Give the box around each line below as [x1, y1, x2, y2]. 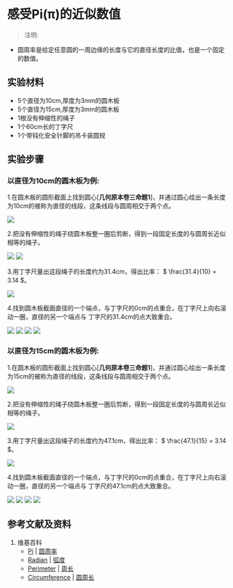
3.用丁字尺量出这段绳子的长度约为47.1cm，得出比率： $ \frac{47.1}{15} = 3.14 [7, 436, 227, 445]
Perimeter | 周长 [27, 564, 74, 573]
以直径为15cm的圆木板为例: [7, 346, 99, 356]
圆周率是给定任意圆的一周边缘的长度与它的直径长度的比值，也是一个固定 [17, 45, 225, 54]
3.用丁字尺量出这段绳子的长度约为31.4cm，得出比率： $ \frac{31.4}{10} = [7, 267, 217, 276]
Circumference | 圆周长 [27, 573, 95, 581]
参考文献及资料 [7, 518, 72, 530]
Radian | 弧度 [27, 555, 66, 564]
